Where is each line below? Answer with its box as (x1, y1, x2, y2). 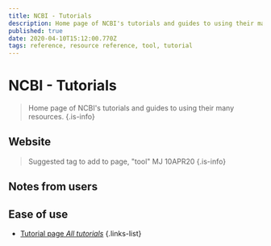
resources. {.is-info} (27, 112, 95, 122)
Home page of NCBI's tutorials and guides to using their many (27, 103, 235, 113)
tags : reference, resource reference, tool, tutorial (8, 42, 194, 50)
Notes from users (8, 180, 98, 194)
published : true (8, 27, 63, 35)
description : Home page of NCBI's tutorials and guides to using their (8, 19, 254, 27)
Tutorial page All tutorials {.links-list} (19, 229, 142, 239)
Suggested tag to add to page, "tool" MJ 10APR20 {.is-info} (27, 156, 227, 166)
